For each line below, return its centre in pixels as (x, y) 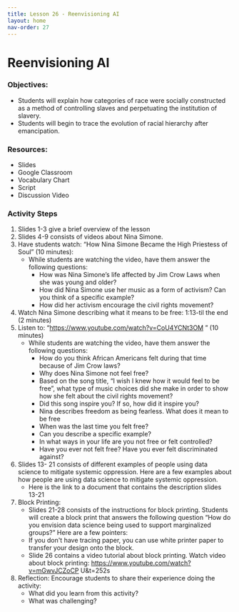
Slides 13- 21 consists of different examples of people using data (113, 464)
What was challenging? (63, 601)
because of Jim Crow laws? (80, 366)
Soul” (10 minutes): (45, 252)
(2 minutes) (35, 320)
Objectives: (28, 85)
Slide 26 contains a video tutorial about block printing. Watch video (127, 556)
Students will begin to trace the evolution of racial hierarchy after (113, 123)
